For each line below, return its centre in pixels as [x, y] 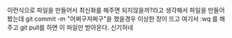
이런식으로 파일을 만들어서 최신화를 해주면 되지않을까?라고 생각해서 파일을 [107, 10]
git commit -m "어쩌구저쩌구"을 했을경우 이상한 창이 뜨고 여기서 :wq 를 [122, 19]
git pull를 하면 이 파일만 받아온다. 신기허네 [77, 27]
